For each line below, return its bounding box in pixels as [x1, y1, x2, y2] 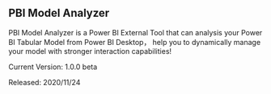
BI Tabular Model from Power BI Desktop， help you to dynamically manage [8, 37, 261, 47]
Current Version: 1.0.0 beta [8, 62, 98, 72]
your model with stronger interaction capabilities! [8, 46, 172, 55]
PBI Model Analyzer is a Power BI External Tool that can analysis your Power [8, 27, 263, 37]
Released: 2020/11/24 [8, 77, 81, 87]
